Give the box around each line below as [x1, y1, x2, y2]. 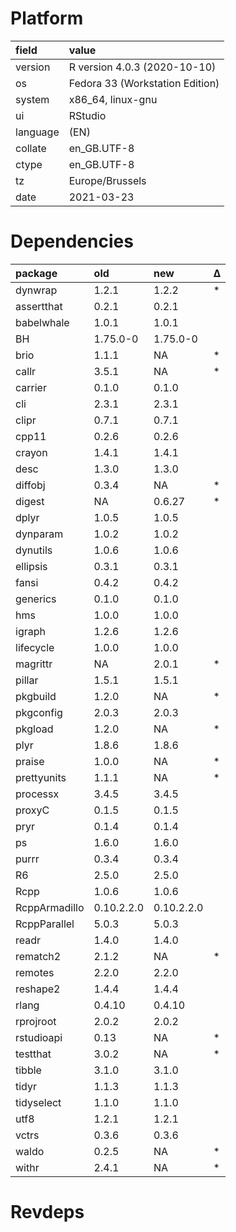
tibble [15, 1063, 42, 1077]
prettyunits [15, 770, 67, 784]
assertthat [15, 299, 63, 313]
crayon [15, 445, 48, 459]
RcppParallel [15, 917, 75, 931]
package [15, 266, 58, 280]
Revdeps [10, 1201, 85, 1224]
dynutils [15, 543, 53, 557]
